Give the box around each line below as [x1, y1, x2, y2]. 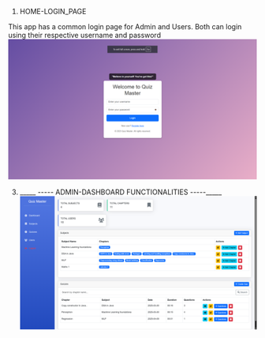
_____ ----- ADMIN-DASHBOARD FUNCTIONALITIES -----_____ [19, 187, 222, 197]
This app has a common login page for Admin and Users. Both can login [8, 22, 242, 31]
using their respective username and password [8, 31, 162, 39]
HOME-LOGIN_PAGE [19, 7, 87, 16]
